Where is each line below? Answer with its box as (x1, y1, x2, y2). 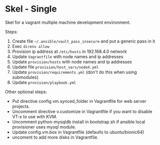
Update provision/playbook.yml (12, 79, 76, 85)
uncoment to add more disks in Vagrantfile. (12, 134, 99, 140)
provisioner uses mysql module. (12, 124, 76, 129)
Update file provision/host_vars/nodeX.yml (12, 64, 99, 70)
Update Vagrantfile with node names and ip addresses (12, 53, 124, 59)
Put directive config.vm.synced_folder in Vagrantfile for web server (12, 98, 147, 104)
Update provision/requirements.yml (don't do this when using (12, 69, 137, 75)
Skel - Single (5, 3, 57, 15)
